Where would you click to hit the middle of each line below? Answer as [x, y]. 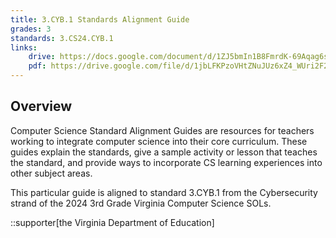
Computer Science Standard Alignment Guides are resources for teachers [162, 130]
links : [24, 47]
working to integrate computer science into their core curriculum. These [159, 141]
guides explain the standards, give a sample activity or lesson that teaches [164, 152]
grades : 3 [31, 29]
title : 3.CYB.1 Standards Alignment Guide [100, 19]
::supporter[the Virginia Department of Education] [112, 222]
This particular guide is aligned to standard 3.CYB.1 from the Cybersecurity [164, 192]
